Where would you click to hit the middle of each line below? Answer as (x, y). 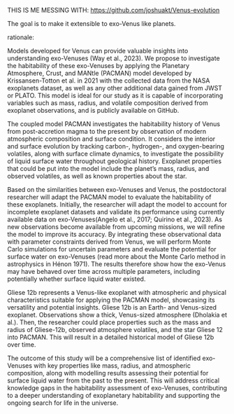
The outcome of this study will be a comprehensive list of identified (104, 358)
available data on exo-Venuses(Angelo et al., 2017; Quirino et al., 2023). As (115, 219)
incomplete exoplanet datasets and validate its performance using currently (116, 212)
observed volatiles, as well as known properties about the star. (97, 176)
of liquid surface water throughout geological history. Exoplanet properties (115, 161)
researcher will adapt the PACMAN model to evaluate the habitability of (109, 197)
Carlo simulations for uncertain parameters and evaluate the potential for (112, 249)
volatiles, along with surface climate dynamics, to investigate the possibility (116, 154)
